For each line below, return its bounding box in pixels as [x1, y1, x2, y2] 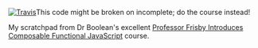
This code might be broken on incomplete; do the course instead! [35, 8, 251, 17]
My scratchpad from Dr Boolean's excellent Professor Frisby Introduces [8, 23, 244, 31]
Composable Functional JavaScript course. [8, 31, 150, 40]
